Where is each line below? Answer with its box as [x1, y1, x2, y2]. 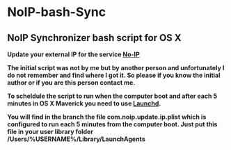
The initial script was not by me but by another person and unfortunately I [7, 64, 225, 72]
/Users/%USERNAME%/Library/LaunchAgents [7, 135, 145, 143]
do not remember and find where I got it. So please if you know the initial [7, 71, 221, 79]
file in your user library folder [7, 128, 94, 135]
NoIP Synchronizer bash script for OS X [7, 32, 182, 44]
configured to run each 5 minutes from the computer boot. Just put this [7, 120, 218, 128]
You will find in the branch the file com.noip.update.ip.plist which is [7, 112, 207, 121]
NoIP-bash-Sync [7, 4, 106, 20]
